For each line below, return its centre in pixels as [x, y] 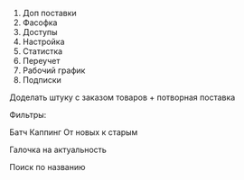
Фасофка [40, 22]
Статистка [42, 51]
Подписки [42, 80]
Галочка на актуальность [58, 149]
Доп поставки [49, 13]
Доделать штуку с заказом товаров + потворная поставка [122, 97]
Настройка [43, 41]
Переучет [41, 61]
